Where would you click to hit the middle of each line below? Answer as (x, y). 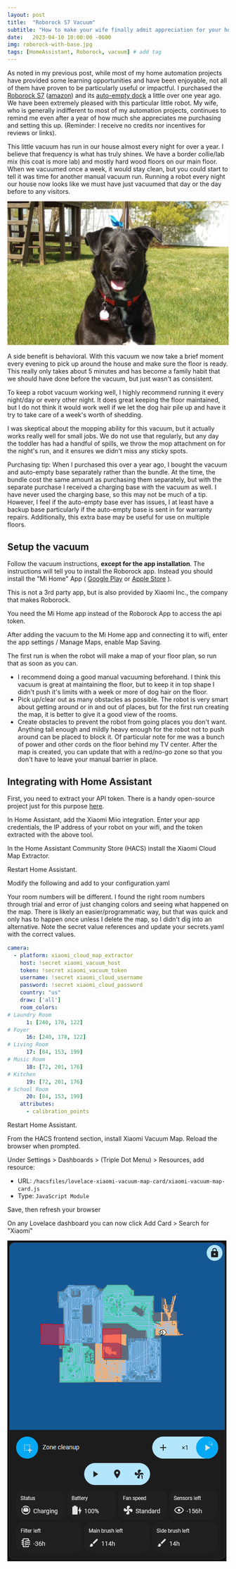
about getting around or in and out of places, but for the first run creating (123, 707)
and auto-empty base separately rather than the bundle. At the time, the (111, 472)
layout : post (26, 15)
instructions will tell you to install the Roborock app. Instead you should (110, 572)
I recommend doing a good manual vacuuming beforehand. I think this (119, 677)
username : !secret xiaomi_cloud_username (81, 978)
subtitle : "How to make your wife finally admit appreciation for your (114, 30)
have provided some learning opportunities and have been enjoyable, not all (117, 80)
